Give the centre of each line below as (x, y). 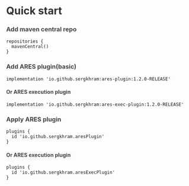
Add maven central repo (41, 30)
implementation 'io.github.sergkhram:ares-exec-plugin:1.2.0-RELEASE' (95, 105)
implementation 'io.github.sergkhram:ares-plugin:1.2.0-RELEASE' (88, 79)
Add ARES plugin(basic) (41, 67)
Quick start (34, 11)
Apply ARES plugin (34, 119)
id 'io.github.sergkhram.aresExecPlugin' (63, 172)
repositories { (25, 42)
